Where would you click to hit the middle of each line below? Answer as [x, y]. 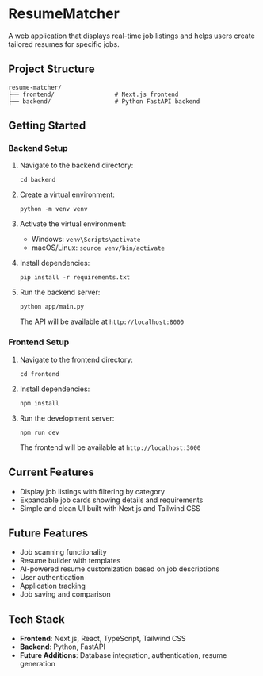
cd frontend [39, 374]
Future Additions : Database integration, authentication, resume [123, 655]
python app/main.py [52, 307]
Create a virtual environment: [67, 194]
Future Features [48, 533]
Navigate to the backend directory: [76, 165]
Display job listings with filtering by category [92, 491]
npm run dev [39, 432]
